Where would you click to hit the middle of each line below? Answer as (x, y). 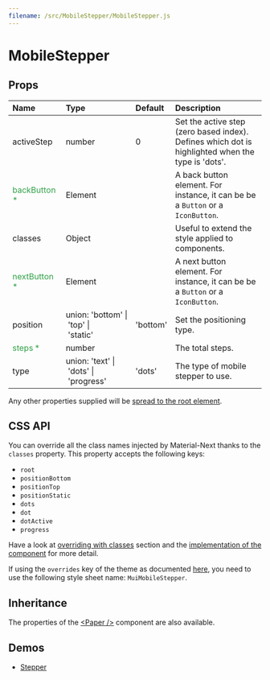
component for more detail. (53, 554)
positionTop (40, 488)
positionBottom (45, 479)
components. (200, 248)
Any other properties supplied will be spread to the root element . (115, 401)
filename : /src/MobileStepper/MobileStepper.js (90, 16)
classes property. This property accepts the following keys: (106, 454)
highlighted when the (215, 151)
